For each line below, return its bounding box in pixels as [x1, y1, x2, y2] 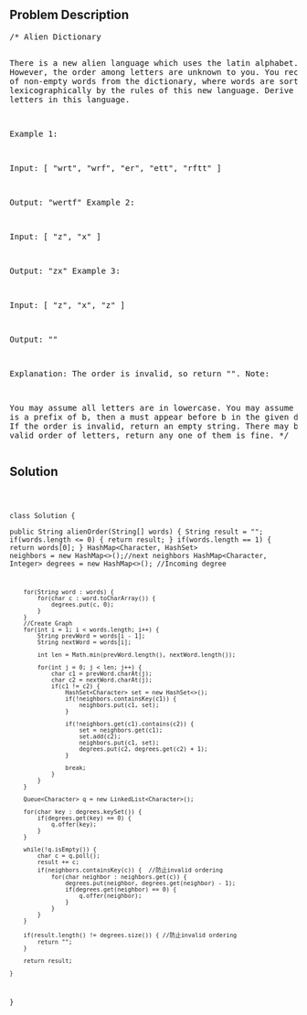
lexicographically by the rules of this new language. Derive [9, 85, 294, 95]
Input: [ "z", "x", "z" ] [9, 300, 126, 310]
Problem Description [9, 7, 130, 23]
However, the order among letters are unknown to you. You [9, 67, 281, 77]
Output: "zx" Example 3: [9, 265, 121, 276]
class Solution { [9, 511, 76, 520]
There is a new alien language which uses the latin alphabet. [9, 58, 299, 68]
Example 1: [9, 128, 58, 139]
